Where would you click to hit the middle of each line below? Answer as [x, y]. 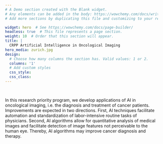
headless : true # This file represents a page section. [64, 32]
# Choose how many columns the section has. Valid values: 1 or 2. [79, 59]
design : [13, 54]
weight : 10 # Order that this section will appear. [59, 36]
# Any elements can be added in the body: [49, 14]
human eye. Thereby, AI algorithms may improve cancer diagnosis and [75, 131]
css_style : [20, 72]
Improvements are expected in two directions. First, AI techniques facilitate [80, 110]
